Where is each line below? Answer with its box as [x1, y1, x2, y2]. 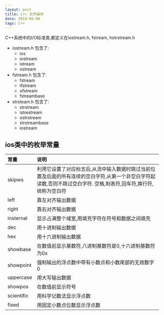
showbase [7, 246, 32, 253]
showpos [7, 283, 29, 290]
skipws [7, 176, 24, 183]
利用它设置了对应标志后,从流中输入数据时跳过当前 [37, 166, 151, 172]
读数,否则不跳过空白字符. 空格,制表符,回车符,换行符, [37, 180, 154, 187]
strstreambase [19, 120, 49, 126]
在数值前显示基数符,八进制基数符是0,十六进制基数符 [37, 243, 155, 250]
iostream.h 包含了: [12, 45, 49, 51]
